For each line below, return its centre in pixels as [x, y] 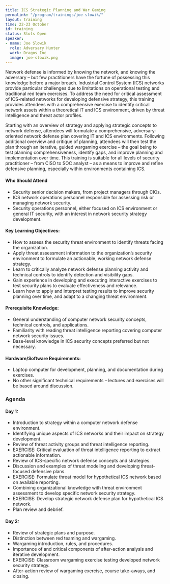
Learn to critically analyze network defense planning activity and [80, 269]
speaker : [15, 39]
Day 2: [12, 521]
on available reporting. [36, 482]
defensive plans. [49, 472]
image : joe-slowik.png [34, 57]
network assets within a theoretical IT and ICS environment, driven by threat [85, 110]
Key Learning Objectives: [33, 231]
